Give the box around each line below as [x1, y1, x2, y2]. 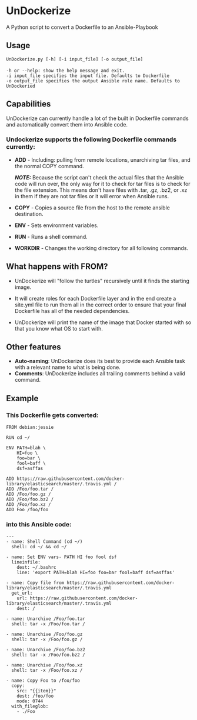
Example [6, 393, 39, 404]
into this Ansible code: [6, 521, 72, 529]
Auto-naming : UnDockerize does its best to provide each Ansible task [14, 358, 185, 365]
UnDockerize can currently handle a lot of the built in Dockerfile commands [6, 115, 189, 122]
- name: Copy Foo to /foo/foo [6, 678, 81, 684]
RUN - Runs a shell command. [14, 233, 88, 240]
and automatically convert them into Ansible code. [6, 121, 128, 128]
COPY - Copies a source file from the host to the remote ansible [14, 204, 171, 211]
